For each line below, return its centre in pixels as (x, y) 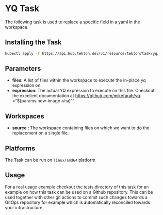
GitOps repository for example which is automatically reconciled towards (78, 202)
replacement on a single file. (40, 133)
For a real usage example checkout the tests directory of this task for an (77, 187)
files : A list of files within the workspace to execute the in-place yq (79, 80)
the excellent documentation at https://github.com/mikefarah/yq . (77, 96)
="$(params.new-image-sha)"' (43, 101)
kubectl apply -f (23, 53)
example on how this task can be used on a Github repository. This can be (79, 192)
